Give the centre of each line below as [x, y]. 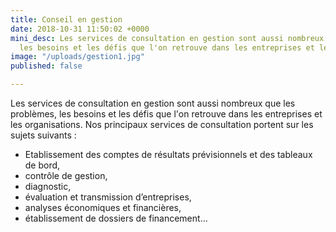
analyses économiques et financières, [103, 207]
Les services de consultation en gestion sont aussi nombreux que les [153, 103]
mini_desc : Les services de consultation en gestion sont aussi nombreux [167, 38]
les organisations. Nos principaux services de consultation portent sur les [162, 124]
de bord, [42, 165]
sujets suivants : [43, 135]
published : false [46, 66]
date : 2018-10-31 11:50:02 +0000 [80, 29]
